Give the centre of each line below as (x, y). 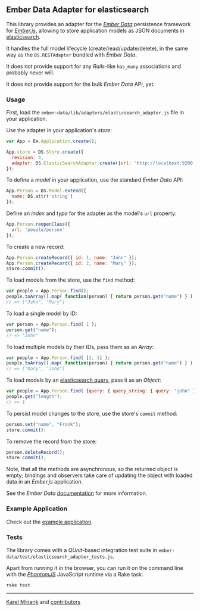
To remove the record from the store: (51, 441)
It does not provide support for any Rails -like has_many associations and (94, 66)
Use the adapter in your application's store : (59, 130)
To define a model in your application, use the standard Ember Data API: (95, 180)
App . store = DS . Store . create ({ (45, 152)
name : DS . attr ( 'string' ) (42, 197)
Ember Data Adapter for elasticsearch (78, 10)
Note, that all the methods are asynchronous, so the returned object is (92, 469)
